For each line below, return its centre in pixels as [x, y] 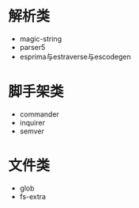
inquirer [32, 122]
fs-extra [32, 196]
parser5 [32, 47]
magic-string [40, 39]
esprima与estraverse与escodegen [75, 56]
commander [39, 114]
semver [32, 131]
